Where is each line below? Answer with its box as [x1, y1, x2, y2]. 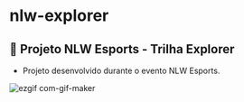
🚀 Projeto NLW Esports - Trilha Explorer [9, 42, 235, 57]
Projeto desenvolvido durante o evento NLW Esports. [22, 65, 221, 76]
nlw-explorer [9, 5, 109, 26]
